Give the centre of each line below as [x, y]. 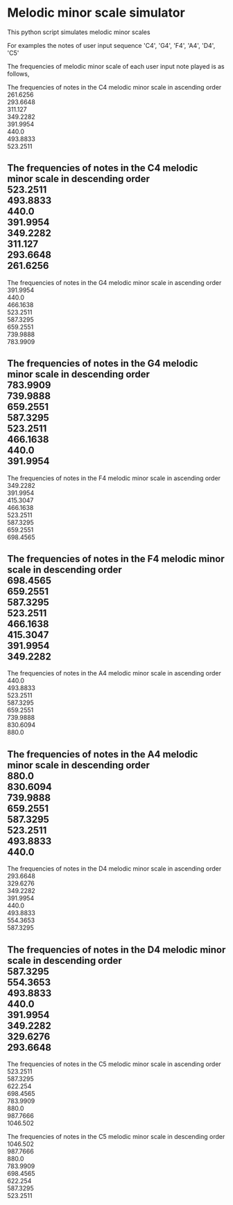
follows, [18, 74]
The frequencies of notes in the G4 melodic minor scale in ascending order [114, 282]
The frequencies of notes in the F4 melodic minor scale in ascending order [114, 478]
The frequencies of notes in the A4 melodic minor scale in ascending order [114, 673]
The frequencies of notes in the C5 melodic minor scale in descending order [116, 1137]
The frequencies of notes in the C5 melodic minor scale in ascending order [114, 1064]
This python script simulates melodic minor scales [79, 32]
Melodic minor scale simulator [96, 13]
